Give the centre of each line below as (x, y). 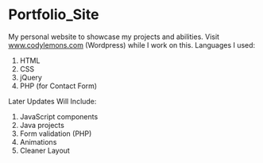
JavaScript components (59, 116)
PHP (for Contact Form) (58, 86)
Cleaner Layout (44, 150)
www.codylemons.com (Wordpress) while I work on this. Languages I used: (132, 45)
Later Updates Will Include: (52, 101)
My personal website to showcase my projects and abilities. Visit (114, 37)
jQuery (31, 77)
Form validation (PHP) (56, 134)
